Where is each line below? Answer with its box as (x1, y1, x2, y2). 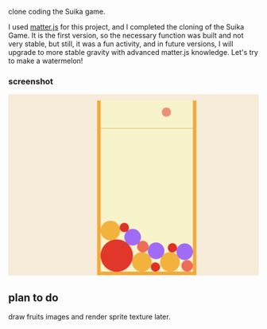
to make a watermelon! (8, 56, 83, 65)
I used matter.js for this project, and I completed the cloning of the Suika (8, 22, 245, 31)
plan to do (8, 291, 59, 304)
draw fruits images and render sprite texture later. (8, 312, 171, 322)
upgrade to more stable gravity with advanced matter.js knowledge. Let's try (8, 48, 258, 57)
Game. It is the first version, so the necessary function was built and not (8, 31, 244, 40)
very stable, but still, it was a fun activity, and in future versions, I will (8, 39, 234, 49)
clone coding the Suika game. (8, 7, 106, 16)
